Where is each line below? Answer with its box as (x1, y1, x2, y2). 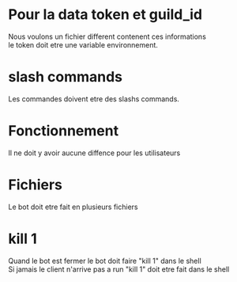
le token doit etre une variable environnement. (8, 40, 158, 49)
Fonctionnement (8, 122, 119, 140)
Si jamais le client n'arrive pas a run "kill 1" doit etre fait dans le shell (8, 264, 230, 274)
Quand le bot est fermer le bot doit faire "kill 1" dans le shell (8, 256, 201, 265)
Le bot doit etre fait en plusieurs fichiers (8, 202, 138, 211)
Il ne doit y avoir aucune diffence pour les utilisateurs (8, 148, 181, 158)
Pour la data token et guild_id (8, 6, 203, 24)
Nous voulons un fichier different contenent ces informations (8, 32, 207, 41)
